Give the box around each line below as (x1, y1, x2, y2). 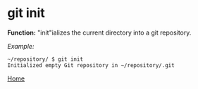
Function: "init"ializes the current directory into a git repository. (7, 28, 192, 37)
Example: (7, 42, 35, 50)
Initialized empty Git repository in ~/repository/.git (7, 61, 175, 69)
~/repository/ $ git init (7, 55, 83, 63)
